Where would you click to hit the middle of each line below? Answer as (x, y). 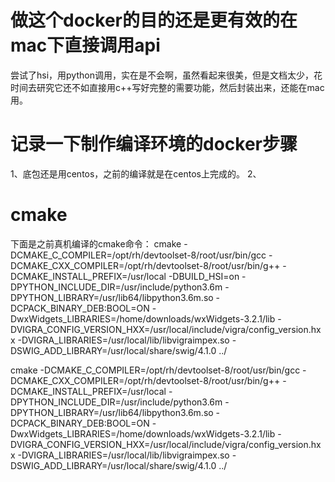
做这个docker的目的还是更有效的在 (154, 20)
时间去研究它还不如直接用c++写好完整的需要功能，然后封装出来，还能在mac (167, 87)
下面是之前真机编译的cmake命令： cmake (96, 243)
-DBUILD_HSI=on (204, 276)
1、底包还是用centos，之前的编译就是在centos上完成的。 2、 (136, 173)
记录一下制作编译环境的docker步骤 (154, 144)
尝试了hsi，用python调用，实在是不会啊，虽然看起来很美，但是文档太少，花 (166, 75)
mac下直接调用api (85, 45)
